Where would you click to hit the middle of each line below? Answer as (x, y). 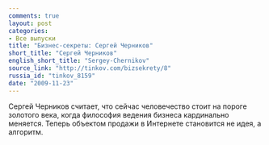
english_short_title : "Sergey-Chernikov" (79, 61)
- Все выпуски (32, 38)
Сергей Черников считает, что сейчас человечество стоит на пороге (128, 106)
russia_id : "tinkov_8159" (52, 76)
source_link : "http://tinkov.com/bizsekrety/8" (90, 68)
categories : (28, 31)
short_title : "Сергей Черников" (63, 53)
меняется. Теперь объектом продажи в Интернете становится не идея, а (135, 123)
